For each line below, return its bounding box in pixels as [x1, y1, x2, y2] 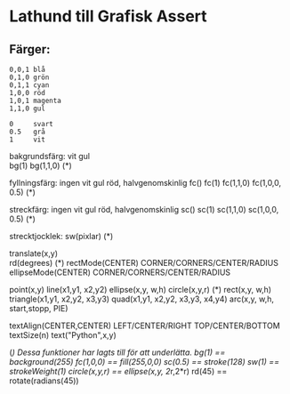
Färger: [9, 42, 51, 57]
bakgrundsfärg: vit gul [9, 151, 91, 161]
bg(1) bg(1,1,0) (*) [9, 160, 73, 171]
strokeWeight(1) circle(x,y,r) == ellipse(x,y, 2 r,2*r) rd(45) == [9, 366, 228, 376]
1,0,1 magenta [9, 96, 62, 105]
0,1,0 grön [9, 73, 50, 82]
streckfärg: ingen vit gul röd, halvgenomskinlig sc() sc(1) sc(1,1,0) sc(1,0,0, [9, 205, 279, 214]
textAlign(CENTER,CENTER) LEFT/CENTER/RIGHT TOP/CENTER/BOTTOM [9, 320, 280, 331]
